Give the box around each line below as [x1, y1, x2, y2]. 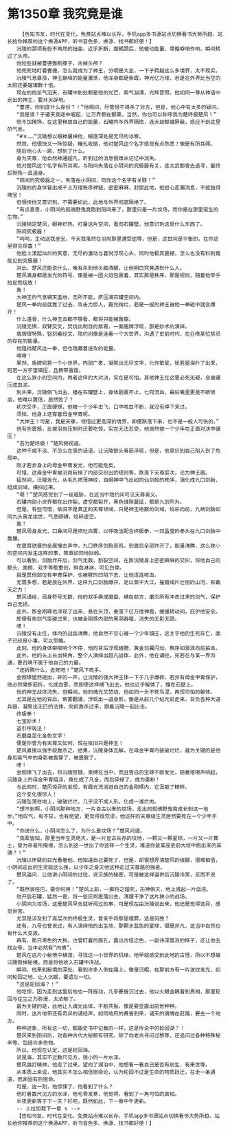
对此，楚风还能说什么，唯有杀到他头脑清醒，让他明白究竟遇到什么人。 [16, 264, 185, 272]
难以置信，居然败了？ [22, 396, 74, 403]
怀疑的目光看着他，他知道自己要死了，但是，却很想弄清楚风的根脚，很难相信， [32, 856, 221, 863]
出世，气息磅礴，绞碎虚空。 [32, 513, 100, 520]
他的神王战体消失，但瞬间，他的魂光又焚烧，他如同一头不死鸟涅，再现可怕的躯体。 [16, 689, 216, 695]
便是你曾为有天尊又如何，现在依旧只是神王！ [16, 740, 124, 746]
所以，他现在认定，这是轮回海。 [16, 1046, 93, 1053]
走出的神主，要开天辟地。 [7, 96, 69, 103]
